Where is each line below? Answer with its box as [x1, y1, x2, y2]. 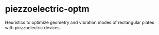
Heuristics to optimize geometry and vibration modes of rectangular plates [5, 19, 155, 25]
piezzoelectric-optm [5, 3, 90, 15]
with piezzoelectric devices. [5, 24, 61, 30]
